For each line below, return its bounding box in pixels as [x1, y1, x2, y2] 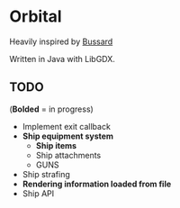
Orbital [9, 6, 62, 27]
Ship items [35, 140, 77, 150]
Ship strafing [22, 168, 70, 179]
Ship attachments [35, 149, 102, 160]
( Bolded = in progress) [9, 104, 94, 114]
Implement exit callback [22, 121, 111, 131]
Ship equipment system [22, 131, 114, 141]
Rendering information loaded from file [22, 178, 172, 189]
